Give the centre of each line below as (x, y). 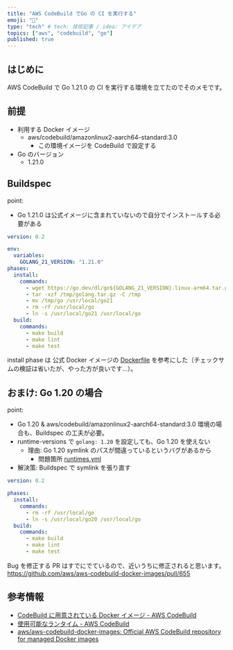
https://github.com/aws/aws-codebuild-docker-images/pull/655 (99, 573)
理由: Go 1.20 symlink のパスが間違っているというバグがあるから (119, 450)
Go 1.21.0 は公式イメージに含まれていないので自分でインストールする (116, 215)
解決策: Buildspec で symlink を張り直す (74, 468)
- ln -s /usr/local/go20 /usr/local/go (83, 519)
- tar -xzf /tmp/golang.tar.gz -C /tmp (83, 294)
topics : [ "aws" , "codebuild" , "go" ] (60, 33)
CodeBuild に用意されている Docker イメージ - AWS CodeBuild (107, 615)
